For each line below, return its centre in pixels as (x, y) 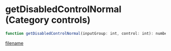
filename (15, 43)
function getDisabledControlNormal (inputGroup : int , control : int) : (79, 33)
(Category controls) (48, 20)
